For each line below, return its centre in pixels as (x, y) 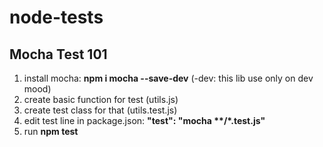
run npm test (51, 131)
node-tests (56, 17)
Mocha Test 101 (58, 54)
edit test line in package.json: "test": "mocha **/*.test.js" (144, 120)
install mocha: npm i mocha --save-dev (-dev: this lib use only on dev (168, 78)
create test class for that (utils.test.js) (100, 110)
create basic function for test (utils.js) (101, 99)
